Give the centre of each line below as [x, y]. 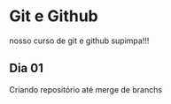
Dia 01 [27, 68]
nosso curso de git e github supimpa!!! [79, 41]
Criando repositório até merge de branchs [85, 89]
